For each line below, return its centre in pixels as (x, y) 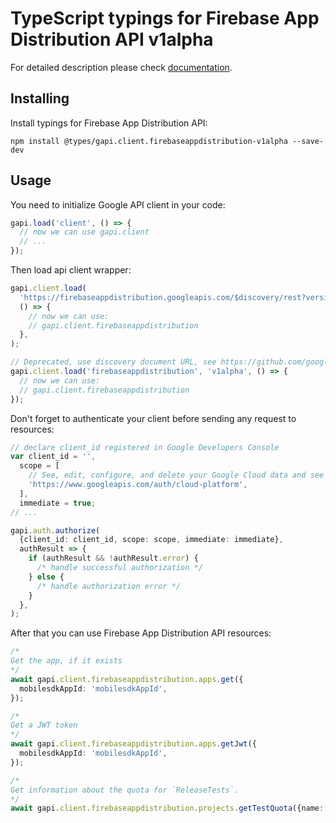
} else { (46, 577)
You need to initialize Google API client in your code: (118, 204)
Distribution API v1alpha (112, 39)
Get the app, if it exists (66, 661)
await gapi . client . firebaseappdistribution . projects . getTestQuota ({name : (167, 808)
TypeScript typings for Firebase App (165, 18)
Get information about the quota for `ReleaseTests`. (125, 790)
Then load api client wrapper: (71, 270)
